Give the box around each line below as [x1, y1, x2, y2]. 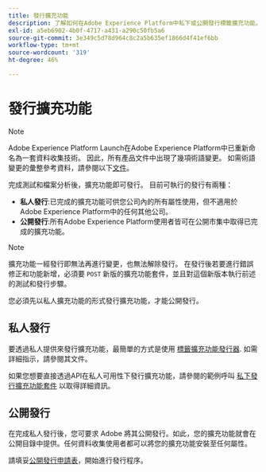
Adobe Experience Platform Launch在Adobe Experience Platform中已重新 [8, 142, 249, 152]
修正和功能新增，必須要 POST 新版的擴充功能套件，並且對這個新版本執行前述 [8, 268, 256, 279]
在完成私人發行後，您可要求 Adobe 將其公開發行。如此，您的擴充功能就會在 [8, 429, 256, 439]
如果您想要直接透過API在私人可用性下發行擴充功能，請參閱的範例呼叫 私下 [8, 371, 252, 380]
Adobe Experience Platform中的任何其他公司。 [19, 206, 173, 216]
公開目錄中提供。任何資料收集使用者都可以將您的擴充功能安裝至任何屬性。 [8, 439, 252, 448]
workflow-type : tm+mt [8, 41, 80, 49]
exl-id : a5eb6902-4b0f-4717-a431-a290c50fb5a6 [8, 26, 165, 34]
